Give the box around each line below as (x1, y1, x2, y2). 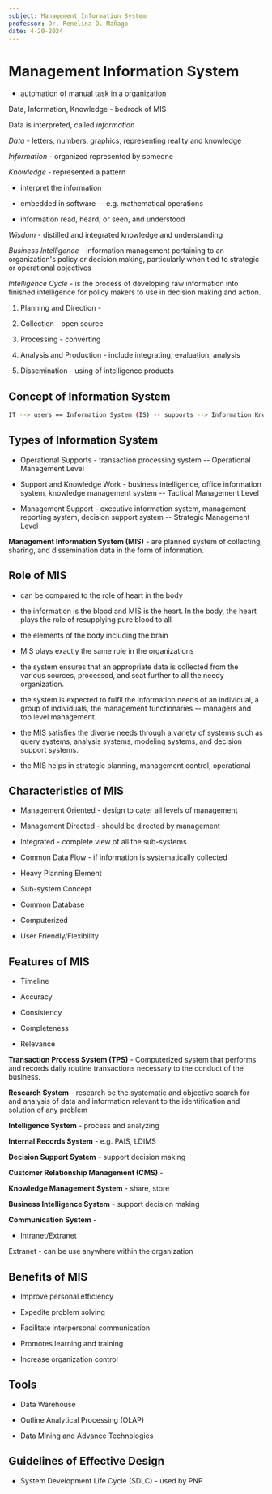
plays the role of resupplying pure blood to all (19, 614, 172, 625)
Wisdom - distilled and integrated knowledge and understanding (8, 230, 223, 240)
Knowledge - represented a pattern (8, 167, 126, 177)
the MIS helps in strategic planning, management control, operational (19, 760, 251, 771)
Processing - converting (19, 334, 101, 345)
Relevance (19, 1039, 56, 1049)
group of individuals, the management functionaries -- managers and (19, 703, 252, 713)
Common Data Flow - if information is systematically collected (19, 852, 228, 862)
